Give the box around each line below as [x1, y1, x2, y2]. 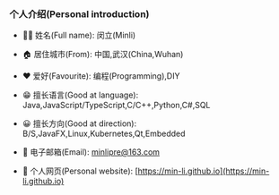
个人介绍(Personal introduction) [9, 7, 150, 20]
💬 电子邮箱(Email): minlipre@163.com [22, 147, 160, 157]
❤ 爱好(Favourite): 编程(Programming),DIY [22, 71, 180, 81]
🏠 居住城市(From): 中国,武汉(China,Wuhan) [22, 49, 184, 60]
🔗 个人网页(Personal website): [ [22, 165, 139, 176]
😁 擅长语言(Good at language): [22, 89, 139, 100]
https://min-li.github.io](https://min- [137, 165, 270, 176]
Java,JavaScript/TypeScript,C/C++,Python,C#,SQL [22, 100, 211, 111]
